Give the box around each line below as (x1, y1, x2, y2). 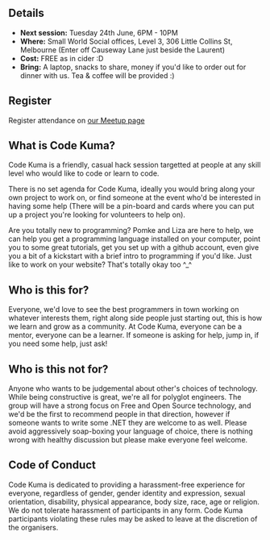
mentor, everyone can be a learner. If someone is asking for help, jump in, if (8, 330, 260, 340)
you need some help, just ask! (8, 339, 108, 349)
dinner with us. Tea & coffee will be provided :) (19, 70, 175, 80)
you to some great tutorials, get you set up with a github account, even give (8, 243, 260, 252)
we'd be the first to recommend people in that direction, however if (8, 409, 231, 419)
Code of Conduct (8, 459, 97, 472)
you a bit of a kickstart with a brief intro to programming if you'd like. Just (8, 251, 252, 261)
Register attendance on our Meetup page (8, 115, 145, 125)
